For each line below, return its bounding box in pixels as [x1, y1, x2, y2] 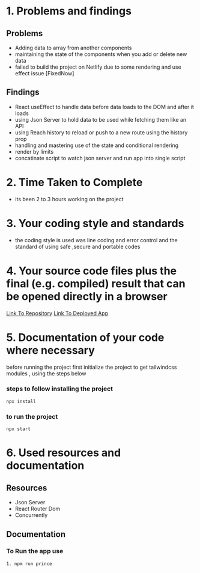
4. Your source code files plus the [6, 264, 177, 278]
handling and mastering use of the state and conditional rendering [14, 142, 179, 149]
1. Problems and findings [6, 4, 132, 18]
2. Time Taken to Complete [6, 176, 143, 189]
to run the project [6, 412, 58, 421]
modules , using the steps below [6, 369, 86, 377]
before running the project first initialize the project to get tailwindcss [6, 363, 177, 371]
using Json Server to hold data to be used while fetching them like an [14, 116, 187, 123]
